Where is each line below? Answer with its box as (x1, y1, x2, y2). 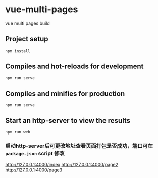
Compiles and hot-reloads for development (5, 62, 144, 71)
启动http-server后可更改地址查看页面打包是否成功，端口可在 (5, 143, 153, 150)
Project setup (5, 35, 49, 43)
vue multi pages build (5, 20, 50, 26)
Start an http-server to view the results (5, 116, 130, 125)
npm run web (5, 130, 30, 135)
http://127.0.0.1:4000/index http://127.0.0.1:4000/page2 (5, 162, 119, 168)
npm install (5, 48, 30, 54)
